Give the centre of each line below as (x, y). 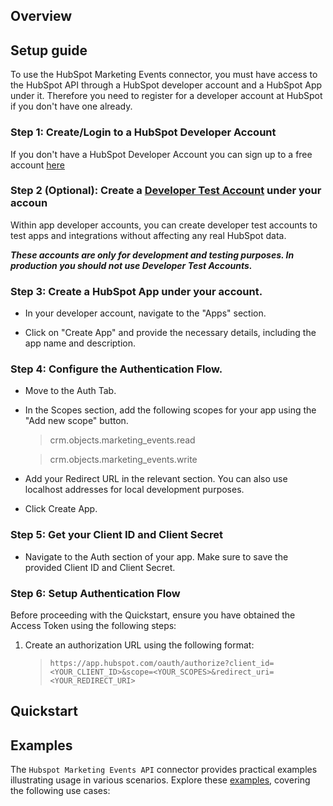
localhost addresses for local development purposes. (134, 490)
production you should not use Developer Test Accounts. (131, 265)
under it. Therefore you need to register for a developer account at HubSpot (166, 96)
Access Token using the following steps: (93, 625)
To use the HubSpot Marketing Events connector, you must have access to (164, 75)
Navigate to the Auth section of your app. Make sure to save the (156, 556)
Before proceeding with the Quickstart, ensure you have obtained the (153, 615)
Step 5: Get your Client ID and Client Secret (116, 535)
